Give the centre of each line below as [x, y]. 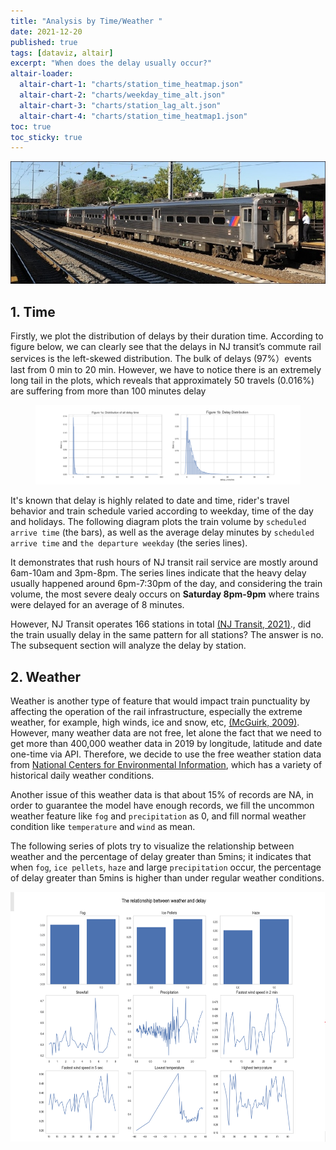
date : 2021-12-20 [46, 31]
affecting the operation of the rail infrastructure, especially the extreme [156, 712]
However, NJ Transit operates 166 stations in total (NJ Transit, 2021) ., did [161, 624]
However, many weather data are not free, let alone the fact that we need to [166, 733]
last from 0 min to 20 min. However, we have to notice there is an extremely [166, 370]
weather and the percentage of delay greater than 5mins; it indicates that [161, 857]
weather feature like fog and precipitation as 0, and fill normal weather [158, 816]
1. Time [33, 311]
